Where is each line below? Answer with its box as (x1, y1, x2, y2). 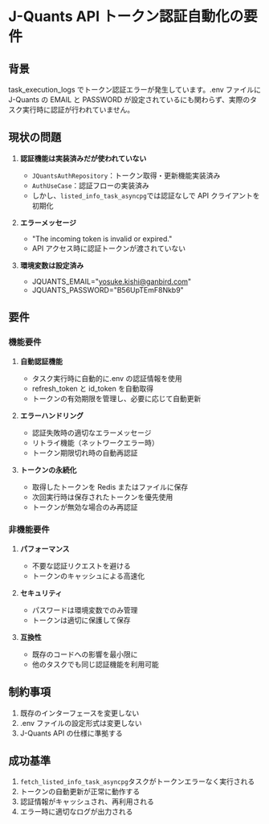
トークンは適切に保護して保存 (31, 615, 131, 625)
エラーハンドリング (19, 411, 84, 420)
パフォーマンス (19, 543, 70, 553)
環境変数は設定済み (19, 260, 84, 270)
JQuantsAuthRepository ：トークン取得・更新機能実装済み (31, 170, 221, 180)
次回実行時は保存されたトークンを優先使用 (31, 492, 173, 502)
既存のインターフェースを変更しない (19, 708, 140, 718)
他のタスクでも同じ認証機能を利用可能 (31, 659, 159, 669)
